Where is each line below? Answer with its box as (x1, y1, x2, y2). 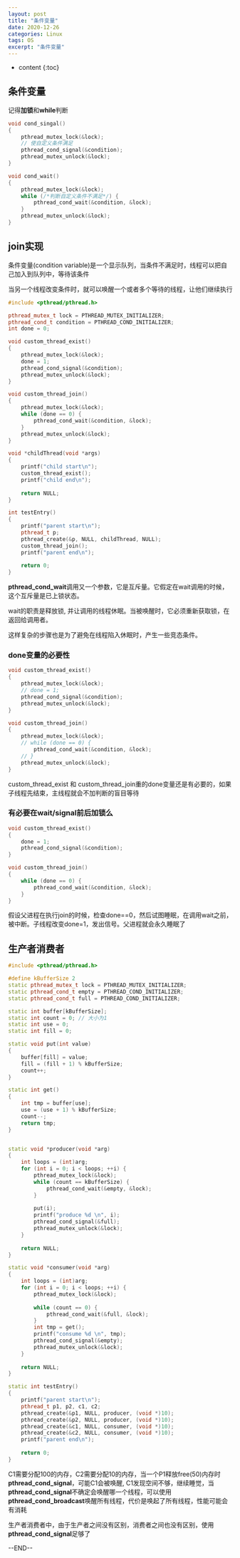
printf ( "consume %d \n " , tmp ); (33, 1331, 127, 1338)
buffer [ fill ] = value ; (21, 1053, 88, 1061)
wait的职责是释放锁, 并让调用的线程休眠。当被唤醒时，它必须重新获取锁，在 (8, 607, 230, 615)
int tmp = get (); (33, 1324, 85, 1331)
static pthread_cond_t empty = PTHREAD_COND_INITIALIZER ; (8, 988, 184, 995)
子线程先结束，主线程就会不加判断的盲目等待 (8, 788, 140, 797)
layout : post (8, 10, 47, 18)
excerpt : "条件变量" (8, 43, 65, 51)
